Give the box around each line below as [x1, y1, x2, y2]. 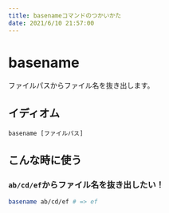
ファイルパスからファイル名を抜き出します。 [8, 81, 155, 90]
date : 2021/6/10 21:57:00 [8, 19, 94, 27]
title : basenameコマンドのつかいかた [8, 11, 122, 20]
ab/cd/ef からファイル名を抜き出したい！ [8, 179, 165, 190]
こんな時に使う [8, 153, 82, 167]
